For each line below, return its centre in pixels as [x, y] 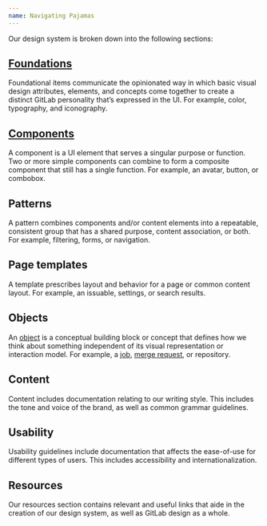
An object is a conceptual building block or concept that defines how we [128, 337]
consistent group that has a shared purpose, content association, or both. [130, 231]
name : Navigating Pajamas [51, 16]
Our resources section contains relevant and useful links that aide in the [127, 504]
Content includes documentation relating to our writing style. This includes [131, 399]
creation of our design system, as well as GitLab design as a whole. [119, 513]
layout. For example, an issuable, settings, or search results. [107, 292]
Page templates [48, 265]
